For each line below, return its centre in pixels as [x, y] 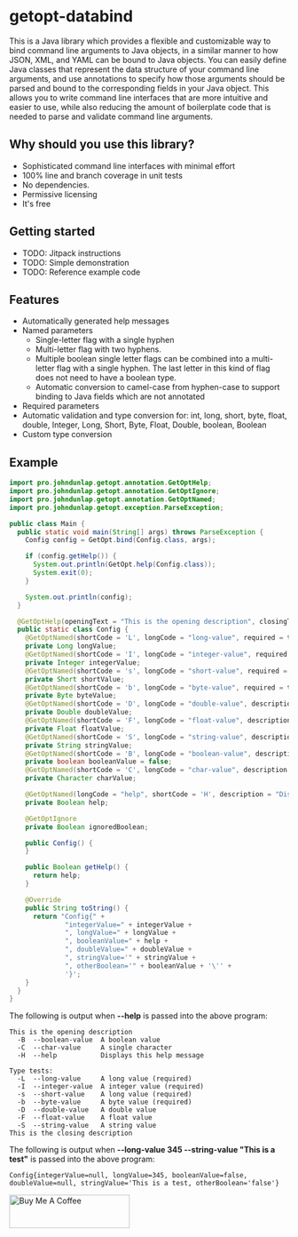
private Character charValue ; [81, 778]
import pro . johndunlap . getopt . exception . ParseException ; [117, 507]
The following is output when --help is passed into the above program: [138, 1016]
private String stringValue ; [79, 745]
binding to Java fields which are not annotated [120, 396]
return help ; [57, 876]
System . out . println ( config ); [79, 597]
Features [34, 299]
